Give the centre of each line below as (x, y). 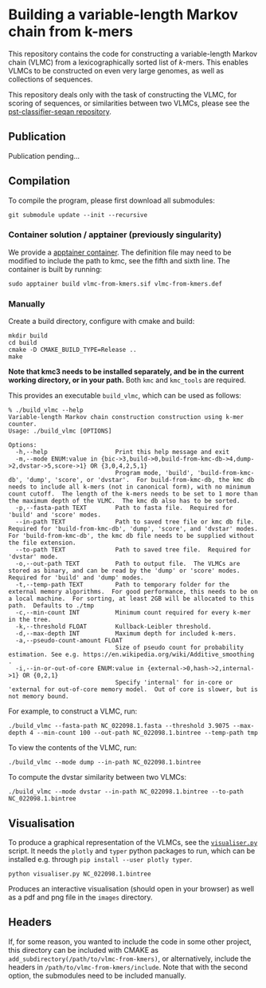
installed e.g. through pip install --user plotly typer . (100, 859)
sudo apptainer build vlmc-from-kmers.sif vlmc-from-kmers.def (115, 284)
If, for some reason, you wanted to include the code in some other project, (130, 941)
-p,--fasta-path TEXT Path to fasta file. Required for (124, 508)
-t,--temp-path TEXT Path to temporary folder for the (122, 585)
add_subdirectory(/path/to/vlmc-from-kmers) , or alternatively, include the (130, 958)
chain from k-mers (71, 32)
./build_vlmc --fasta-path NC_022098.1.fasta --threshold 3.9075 (119, 726)
